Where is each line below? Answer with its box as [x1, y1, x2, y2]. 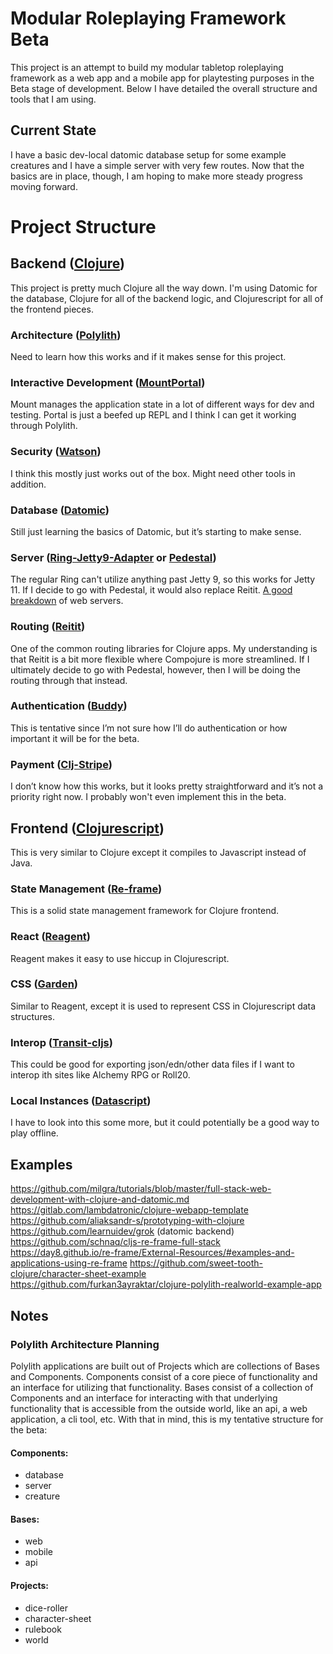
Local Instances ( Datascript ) [10, 1094, 152, 1108]
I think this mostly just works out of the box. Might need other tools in [10, 467, 296, 479]
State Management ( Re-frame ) [10, 882, 163, 896]
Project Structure [10, 215, 157, 238]
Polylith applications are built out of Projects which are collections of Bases [10, 1360, 320, 1372]
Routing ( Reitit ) [10, 620, 86, 634]
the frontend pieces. [10, 303, 94, 315]
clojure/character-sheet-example [10, 1268, 147, 1280]
